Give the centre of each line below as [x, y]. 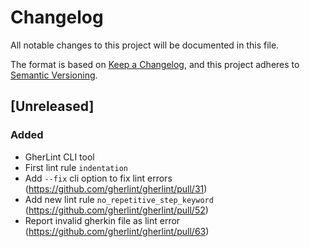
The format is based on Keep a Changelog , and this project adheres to [155, 64]
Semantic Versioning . [54, 75]
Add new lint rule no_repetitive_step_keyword [119, 199]
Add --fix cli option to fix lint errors [98, 178]
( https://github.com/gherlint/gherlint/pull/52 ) [116, 210]
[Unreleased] [52, 106]
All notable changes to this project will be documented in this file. [145, 45]
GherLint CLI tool [59, 157]
